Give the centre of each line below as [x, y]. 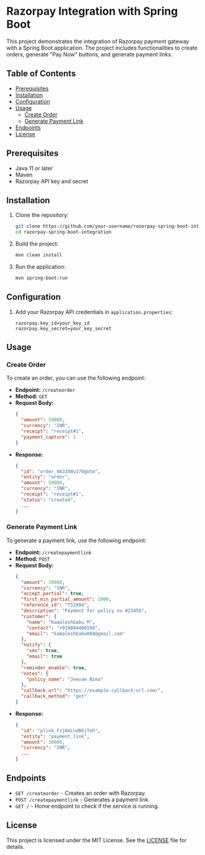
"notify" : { [36, 645]
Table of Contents [41, 74]
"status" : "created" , [49, 500]
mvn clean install [39, 255]
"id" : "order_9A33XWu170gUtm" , [61, 471]
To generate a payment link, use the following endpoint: [76, 540]
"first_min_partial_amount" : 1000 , [66, 599]
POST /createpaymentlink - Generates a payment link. [82, 799]
